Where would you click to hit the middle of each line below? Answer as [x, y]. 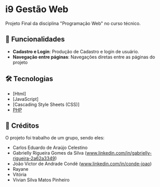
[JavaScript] [26, 99]
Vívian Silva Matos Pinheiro [41, 180]
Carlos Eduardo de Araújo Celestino [50, 147]
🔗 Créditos [22, 125]
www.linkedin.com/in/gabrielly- [119, 153]
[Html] [19, 93]
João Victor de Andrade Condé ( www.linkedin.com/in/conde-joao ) [82, 164]
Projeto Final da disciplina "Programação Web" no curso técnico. [73, 23]
